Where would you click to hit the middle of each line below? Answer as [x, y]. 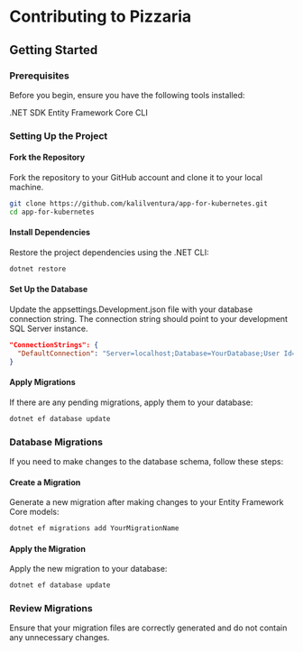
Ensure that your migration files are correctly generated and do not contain [148, 628]
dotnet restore [38, 269]
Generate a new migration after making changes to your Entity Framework [147, 502]
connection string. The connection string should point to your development [149, 319]
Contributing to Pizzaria [101, 17]
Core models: [34, 512]
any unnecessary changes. [60, 638]
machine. [27, 187]
